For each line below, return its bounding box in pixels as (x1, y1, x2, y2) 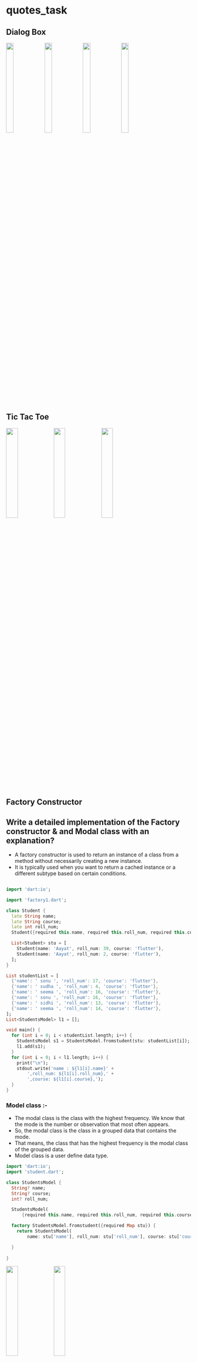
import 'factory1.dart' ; (6, 897, 67, 903)
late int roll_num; (11, 924, 59, 930)
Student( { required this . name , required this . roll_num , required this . (11, 929, 188, 936)
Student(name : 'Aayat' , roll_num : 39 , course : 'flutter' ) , (16, 946, 164, 952)
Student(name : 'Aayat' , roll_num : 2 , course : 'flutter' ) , (16, 951, 161, 957)
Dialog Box (6, 27, 46, 37)
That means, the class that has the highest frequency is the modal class (14, 1140, 189, 1147)
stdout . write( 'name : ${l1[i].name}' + (16, 1065, 114, 1071)
